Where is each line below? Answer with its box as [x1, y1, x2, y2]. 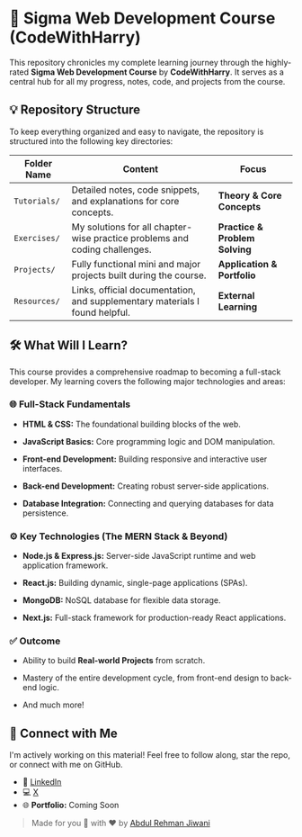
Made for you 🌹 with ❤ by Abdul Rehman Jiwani [31, 818, 211, 829]
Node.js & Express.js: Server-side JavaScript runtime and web [22, 551, 256, 562]
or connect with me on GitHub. [9, 760, 123, 770]
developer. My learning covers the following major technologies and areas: [9, 375, 286, 386]
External [218, 289, 255, 301]
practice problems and [93, 231, 189, 244]
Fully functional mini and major [71, 257, 201, 270]
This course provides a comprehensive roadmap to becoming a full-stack [9, 366, 281, 377]
